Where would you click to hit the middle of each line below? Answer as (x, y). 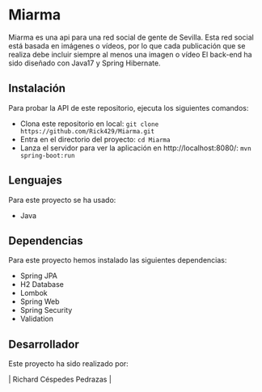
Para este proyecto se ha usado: (62, 200)
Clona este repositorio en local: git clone (89, 124)
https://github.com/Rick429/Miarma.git (87, 131)
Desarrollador (44, 344)
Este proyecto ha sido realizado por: (69, 364)
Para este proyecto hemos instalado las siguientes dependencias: (118, 260)
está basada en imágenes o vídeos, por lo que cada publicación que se (127, 45)
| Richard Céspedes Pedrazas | (60, 379)
